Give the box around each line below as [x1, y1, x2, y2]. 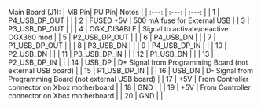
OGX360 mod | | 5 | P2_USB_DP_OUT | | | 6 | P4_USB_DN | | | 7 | [8, 32, 216, 42]
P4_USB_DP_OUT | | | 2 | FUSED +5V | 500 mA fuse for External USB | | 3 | [8, 16, 250, 25]
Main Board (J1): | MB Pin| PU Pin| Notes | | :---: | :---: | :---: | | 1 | [8, 8, 220, 17]
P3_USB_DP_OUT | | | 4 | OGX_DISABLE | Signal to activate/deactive [8, 24, 229, 33]
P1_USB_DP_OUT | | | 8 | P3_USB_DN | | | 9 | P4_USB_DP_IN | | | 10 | [8, 41, 227, 50]
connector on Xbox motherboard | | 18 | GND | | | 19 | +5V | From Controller [8, 83, 252, 92]
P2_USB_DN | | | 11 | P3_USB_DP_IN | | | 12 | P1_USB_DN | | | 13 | [8, 50, 214, 58]
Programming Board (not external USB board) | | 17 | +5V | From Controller [8, 75, 249, 83]
